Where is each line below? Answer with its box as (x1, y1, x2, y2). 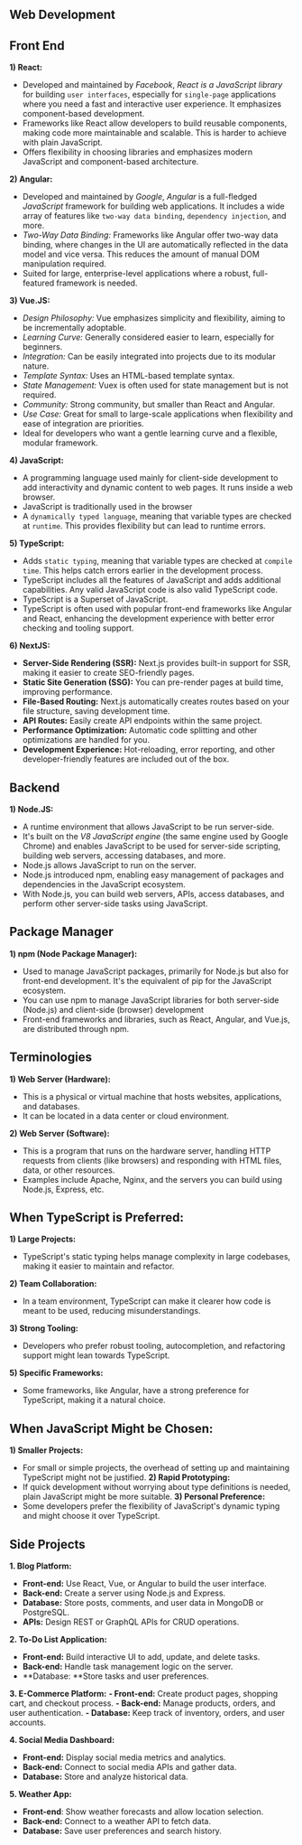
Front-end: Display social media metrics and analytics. (22, 1752, 226, 1763)
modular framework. (22, 437, 99, 448)
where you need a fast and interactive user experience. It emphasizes (22, 98, 282, 109)
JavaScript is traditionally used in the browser (22, 501, 193, 512)
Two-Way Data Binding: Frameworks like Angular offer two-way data (22, 229, 279, 240)
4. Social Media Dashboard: (9, 1735, 115, 1746)
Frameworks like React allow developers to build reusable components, (22, 117, 288, 129)
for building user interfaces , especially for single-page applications (22, 89, 277, 100)
